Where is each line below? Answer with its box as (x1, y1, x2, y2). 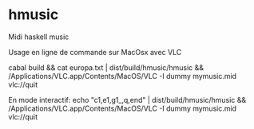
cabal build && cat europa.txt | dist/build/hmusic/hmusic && (8, 62, 204, 72)
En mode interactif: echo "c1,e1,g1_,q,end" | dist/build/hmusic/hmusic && (8, 95, 247, 104)
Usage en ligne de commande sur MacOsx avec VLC (8, 47, 182, 57)
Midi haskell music (8, 32, 69, 41)
